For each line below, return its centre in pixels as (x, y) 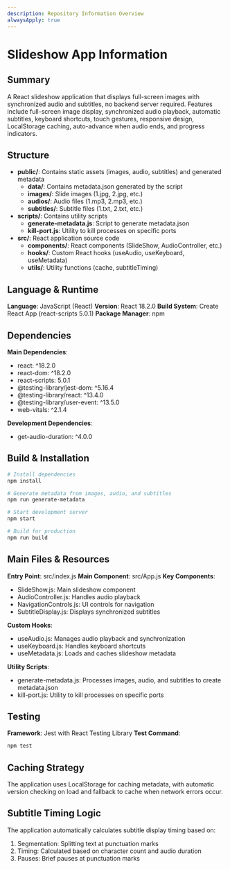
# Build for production (42, 531)
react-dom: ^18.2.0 (44, 372)
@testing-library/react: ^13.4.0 (60, 395)
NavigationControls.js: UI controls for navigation (86, 604)
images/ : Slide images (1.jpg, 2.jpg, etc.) (85, 194)
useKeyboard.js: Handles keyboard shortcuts (81, 646)
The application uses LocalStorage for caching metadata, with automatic (111, 784)
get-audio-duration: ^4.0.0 (55, 436)
